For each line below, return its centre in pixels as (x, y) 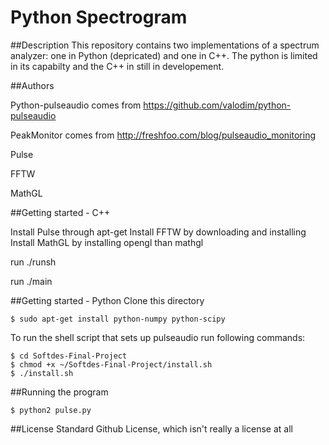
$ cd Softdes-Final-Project (69, 356)
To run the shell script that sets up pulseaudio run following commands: (158, 337)
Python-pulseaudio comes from (76, 105)
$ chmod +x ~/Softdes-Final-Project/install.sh (111, 364)
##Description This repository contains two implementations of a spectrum (165, 45)
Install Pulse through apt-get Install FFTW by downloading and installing (158, 232)
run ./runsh (33, 262)
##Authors (32, 85)
